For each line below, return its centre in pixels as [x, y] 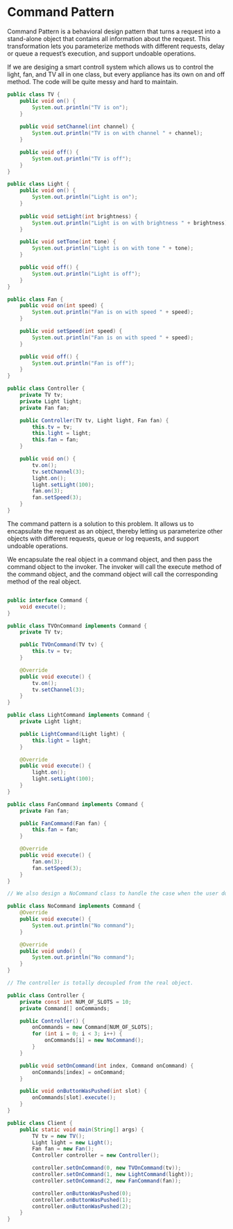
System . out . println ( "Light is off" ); [86, 274]
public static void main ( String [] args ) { [82, 1130]
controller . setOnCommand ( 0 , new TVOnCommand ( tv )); [107, 1168]
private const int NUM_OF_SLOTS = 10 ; [76, 1002]
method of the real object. [44, 581]
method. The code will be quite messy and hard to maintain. [93, 81]
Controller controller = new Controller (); [96, 1155]
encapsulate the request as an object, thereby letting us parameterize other [115, 531]
